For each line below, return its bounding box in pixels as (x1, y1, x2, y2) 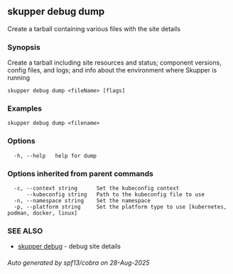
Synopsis (7, 42, 40, 52)
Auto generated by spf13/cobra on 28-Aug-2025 (7, 258, 151, 267)
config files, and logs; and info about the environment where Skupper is (7, 66, 217, 75)
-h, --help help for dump (13, 152, 97, 159)
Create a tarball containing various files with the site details (7, 24, 181, 33)
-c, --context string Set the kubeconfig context (13, 185, 180, 192)
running (7, 74, 31, 82)
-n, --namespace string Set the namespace (13, 197, 151, 204)
